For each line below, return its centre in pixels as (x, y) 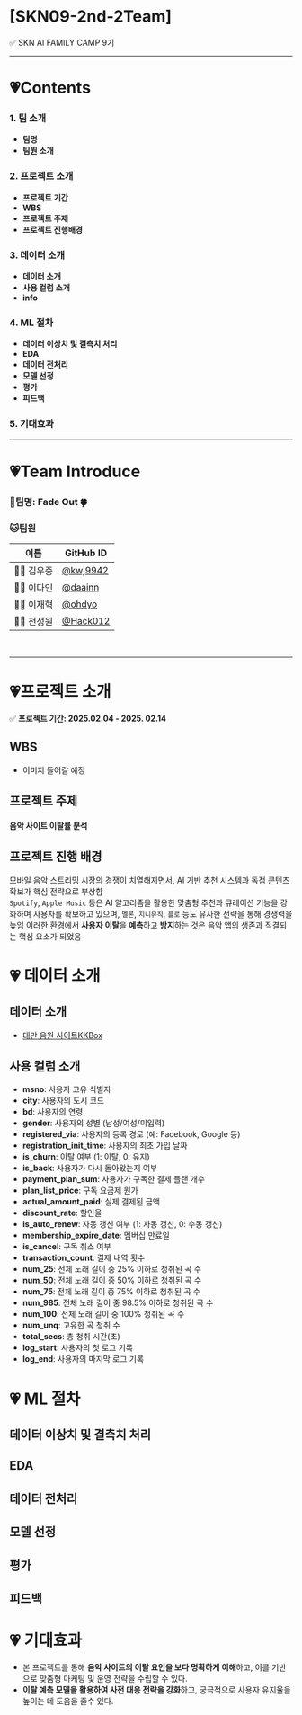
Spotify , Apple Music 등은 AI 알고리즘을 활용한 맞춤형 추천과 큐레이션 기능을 (144, 902)
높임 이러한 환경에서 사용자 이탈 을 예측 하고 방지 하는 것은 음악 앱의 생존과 (136, 925)
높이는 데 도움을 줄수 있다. (68, 1701)
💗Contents (50, 88)
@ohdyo (80, 604)
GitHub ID (86, 553)
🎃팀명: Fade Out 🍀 (49, 502)
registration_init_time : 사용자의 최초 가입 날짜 (105, 1146)
